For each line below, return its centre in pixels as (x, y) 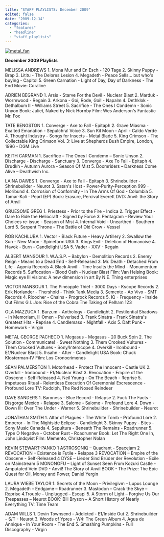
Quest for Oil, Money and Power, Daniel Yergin (52, 474)
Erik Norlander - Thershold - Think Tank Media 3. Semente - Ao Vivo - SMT (81, 292)
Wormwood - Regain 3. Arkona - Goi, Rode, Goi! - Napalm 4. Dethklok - (77, 100)
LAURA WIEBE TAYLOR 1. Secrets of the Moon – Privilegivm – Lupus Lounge (82, 483)
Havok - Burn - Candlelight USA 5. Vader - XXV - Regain (62, 247)
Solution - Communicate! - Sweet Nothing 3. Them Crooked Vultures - (76, 342)
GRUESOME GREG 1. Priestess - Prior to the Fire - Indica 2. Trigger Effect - (80, 211)
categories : (17, 23)
